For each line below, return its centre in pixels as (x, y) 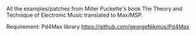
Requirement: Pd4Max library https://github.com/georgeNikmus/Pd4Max (98, 27)
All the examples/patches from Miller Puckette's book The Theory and (94, 9)
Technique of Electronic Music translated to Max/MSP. (75, 15)
